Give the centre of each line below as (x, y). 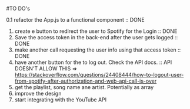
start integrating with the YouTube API (61, 100)
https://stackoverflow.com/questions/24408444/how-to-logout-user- (99, 75)
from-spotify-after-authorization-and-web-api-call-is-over (86, 81)
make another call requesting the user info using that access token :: (98, 50)
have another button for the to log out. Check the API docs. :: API (93, 62)
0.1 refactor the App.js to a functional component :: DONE (76, 20)
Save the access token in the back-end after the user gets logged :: (96, 37)
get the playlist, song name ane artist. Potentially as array (84, 87)
